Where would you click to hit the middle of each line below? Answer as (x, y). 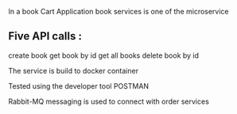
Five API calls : (45, 36)
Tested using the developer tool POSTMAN (79, 85)
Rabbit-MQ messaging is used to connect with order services (109, 101)
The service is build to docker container (74, 70)
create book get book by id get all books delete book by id (104, 55)
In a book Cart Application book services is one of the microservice (118, 11)
